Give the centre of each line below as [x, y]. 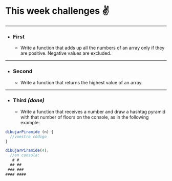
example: [30, 122]
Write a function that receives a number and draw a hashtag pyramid [93, 111]
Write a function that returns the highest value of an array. [81, 82]
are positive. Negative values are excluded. [66, 53]
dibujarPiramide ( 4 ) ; [27, 151]
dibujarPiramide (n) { [29, 132]
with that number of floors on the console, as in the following [84, 117]
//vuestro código [28, 137]
